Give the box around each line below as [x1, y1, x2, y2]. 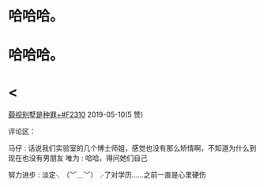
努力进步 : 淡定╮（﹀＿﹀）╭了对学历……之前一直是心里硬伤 [8, 170, 207, 180]
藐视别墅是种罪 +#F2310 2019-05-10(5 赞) [8, 110, 144, 119]
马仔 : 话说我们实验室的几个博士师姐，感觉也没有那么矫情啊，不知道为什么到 [8, 144, 257, 153]
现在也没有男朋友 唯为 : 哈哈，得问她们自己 [8, 153, 148, 163]
